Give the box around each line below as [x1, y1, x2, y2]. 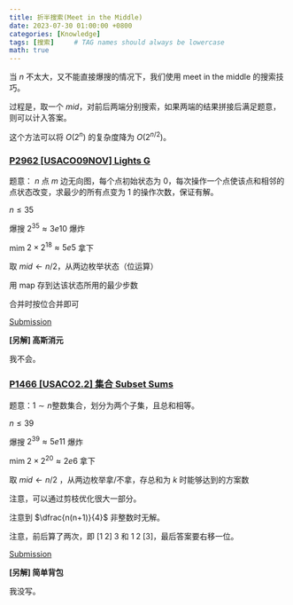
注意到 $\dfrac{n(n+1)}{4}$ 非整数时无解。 [9, 512, 166, 522]
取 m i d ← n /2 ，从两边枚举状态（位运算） [9, 261, 158, 271]
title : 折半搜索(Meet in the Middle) [9, 12, 143, 22]
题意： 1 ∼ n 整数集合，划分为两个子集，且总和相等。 [9, 400, 200, 411]
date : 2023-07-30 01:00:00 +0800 [9, 21, 133, 30]
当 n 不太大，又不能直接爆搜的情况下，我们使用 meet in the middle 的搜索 [9, 72, 277, 82]
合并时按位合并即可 [9, 299, 80, 310]
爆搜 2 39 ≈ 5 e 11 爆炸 [9, 435, 84, 447]
